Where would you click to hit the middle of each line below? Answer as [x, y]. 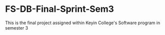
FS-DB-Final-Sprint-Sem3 [60, 9]
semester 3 [17, 28]
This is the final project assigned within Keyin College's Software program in [83, 23]
